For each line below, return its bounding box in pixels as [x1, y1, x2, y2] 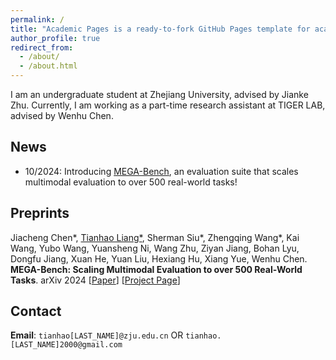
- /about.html [19, 61, 78, 71]
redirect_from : [10, 42, 74, 53]
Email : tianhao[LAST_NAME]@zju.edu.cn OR [10, 329, 184, 341]
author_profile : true [10, 33, 101, 43]
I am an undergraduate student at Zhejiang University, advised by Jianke [10, 89, 309, 100]
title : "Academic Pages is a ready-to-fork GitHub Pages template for [10, 24, 311, 34]
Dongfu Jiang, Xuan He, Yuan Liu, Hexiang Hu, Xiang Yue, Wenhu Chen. [10, 252, 308, 265]
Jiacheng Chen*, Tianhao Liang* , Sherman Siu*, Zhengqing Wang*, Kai [10, 231, 300, 243]
